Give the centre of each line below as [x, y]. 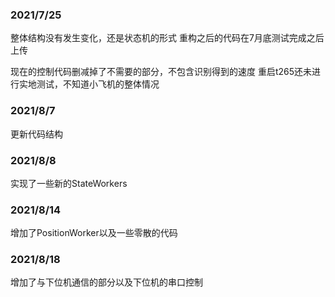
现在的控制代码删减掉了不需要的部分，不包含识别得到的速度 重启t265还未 [161, 72]
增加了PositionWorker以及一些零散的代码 [94, 233]
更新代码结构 [36, 134]
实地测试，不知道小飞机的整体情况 [89, 84]
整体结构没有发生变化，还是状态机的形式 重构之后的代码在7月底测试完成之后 [167, 38]
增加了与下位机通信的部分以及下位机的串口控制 [106, 282]
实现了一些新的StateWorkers [69, 183]
